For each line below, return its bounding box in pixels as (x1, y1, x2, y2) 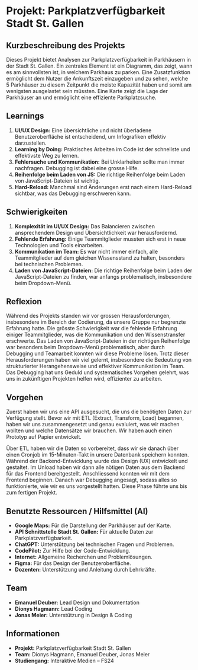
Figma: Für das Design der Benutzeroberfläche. (14, 560, 131, 567)
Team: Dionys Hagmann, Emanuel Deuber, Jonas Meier (14, 650, 150, 658)
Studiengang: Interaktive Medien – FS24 (14, 657, 114, 664)
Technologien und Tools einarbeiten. (14, 241, 104, 248)
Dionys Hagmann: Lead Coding (14, 605, 93, 612)
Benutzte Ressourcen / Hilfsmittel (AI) (6, 506, 149, 516)
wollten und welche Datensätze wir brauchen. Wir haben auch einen (6, 427, 173, 434)
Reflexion (6, 296, 43, 307)
